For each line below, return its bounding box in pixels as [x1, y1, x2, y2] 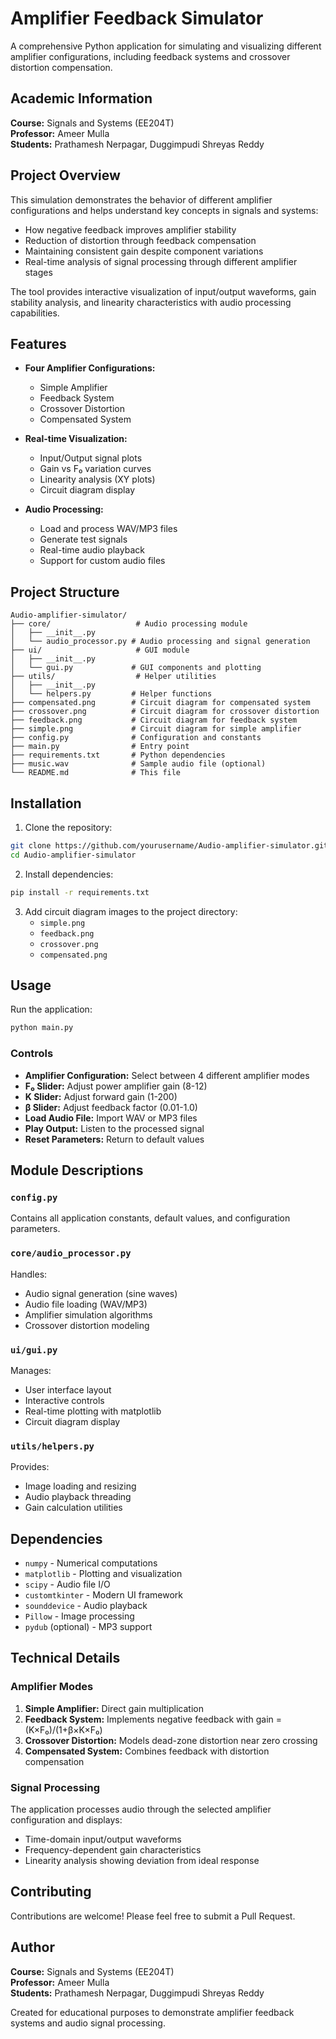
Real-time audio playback [39, 544, 145, 556]
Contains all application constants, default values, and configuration [10, 1212, 291, 1224]
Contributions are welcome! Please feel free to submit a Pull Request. [10, 1910, 296, 1922]
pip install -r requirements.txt [10, 887, 150, 897]
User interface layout [24, 1383, 112, 1396]
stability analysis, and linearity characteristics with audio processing [10, 296, 292, 308]
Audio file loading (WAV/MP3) [24, 1298, 148, 1310]
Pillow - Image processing [24, 1610, 135, 1622]
